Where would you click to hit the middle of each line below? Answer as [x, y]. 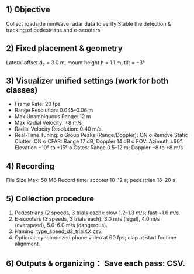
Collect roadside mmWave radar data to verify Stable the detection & [89, 23]
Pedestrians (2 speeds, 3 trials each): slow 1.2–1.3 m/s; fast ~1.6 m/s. [97, 213]
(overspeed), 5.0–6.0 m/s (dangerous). [61, 225]
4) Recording [30, 166]
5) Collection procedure [50, 198]
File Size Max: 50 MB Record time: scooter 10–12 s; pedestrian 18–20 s [91, 180]
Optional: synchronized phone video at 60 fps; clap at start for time [95, 238]
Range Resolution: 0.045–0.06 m [54, 110]
